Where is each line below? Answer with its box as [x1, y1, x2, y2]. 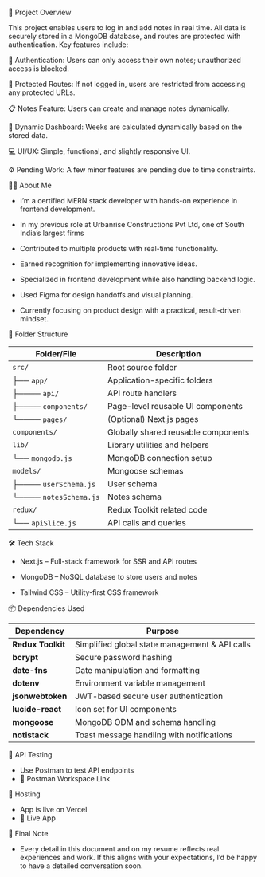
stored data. [8, 131, 48, 140]
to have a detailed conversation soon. [19, 861, 143, 871]
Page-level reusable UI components [107, 401, 244, 411]
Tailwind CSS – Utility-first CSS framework [19, 588, 159, 597]
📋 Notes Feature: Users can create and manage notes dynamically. [8, 104, 230, 113]
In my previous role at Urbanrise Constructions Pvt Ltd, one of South [19, 220, 245, 229]
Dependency [14, 626, 65, 636]
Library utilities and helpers [107, 439, 209, 450]
